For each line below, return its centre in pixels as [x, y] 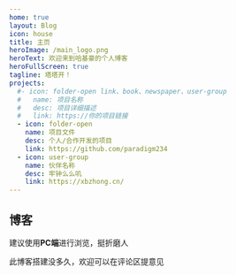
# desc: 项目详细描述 [57, 108]
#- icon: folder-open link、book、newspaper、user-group [122, 91]
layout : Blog [33, 26]
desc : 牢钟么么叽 [53, 173]
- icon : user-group [53, 157]
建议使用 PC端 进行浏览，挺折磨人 [69, 242]
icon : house [31, 34]
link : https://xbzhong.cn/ [75, 182]
